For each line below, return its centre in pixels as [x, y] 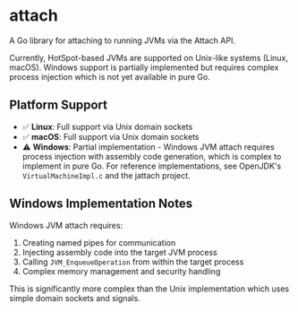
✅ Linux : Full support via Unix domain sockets [107, 126]
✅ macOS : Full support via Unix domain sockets [111, 136]
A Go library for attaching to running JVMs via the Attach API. [122, 40]
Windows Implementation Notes [101, 204]
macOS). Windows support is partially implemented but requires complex [144, 67]
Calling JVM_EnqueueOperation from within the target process [133, 262]
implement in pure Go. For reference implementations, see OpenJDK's [152, 166]
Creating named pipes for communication [99, 242]
